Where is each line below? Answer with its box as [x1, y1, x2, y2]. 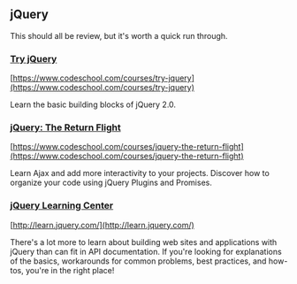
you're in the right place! [26, 265, 115, 275]
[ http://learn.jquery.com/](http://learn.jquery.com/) [10, 219, 195, 230]
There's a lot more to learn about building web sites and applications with [10, 236, 278, 247]
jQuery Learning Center [10, 199, 114, 211]
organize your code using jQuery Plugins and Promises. [10, 177, 213, 188]
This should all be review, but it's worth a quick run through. [10, 30, 228, 41]
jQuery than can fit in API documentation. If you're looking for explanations [10, 246, 282, 257]
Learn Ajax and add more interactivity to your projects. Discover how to [10, 168, 270, 179]
